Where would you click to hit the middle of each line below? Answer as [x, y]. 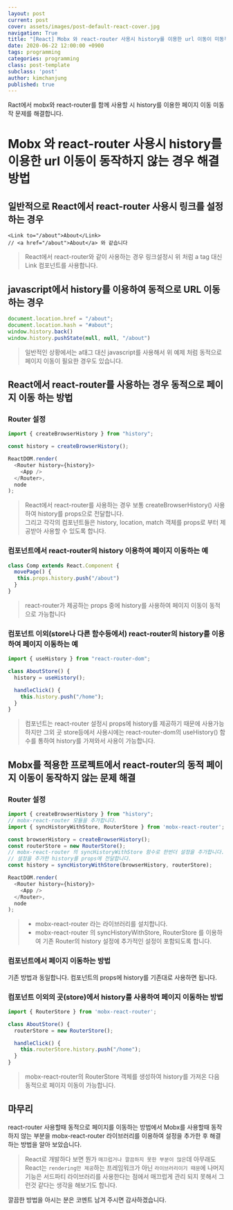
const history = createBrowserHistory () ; [68, 446]
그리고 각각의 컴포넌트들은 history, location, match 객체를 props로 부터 [122, 523]
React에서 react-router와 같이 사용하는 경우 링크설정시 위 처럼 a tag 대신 [123, 257]
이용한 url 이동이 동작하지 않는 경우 [101, 162]
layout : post [27, 13]
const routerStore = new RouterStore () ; [67, 846]
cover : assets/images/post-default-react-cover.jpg [84, 26]
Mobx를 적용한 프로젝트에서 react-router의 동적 [106, 765]
